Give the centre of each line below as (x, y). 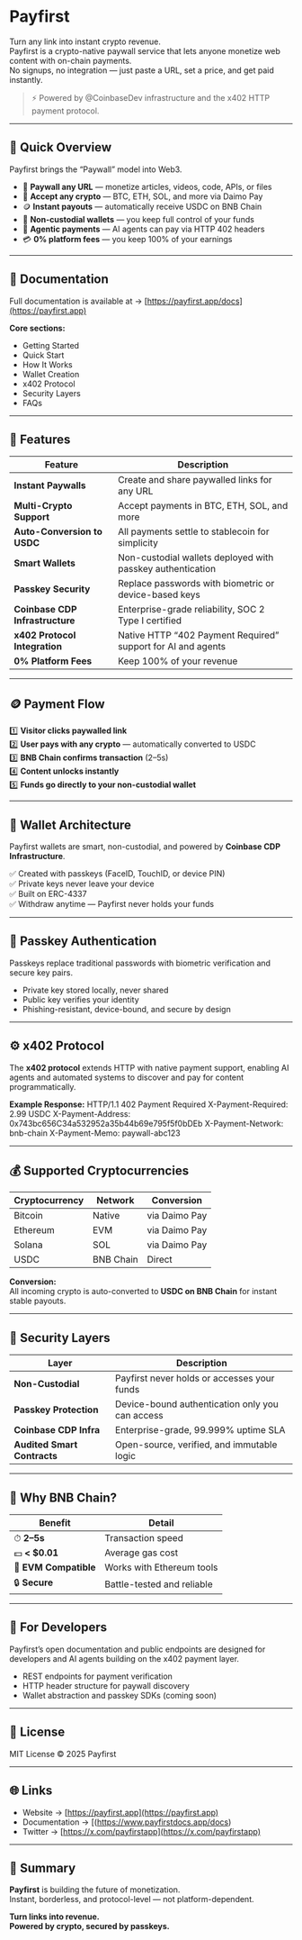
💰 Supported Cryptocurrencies (99, 1171)
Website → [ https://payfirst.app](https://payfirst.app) (120, 1812)
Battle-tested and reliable (159, 1584)
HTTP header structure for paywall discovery (106, 1685)
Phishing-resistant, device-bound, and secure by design (126, 1009)
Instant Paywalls (50, 485)
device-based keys (159, 594)
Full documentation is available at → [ (79, 301)
